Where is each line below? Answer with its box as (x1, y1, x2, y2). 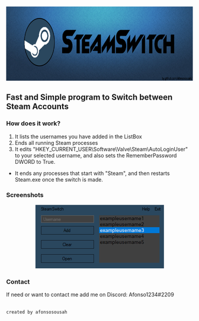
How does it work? (6, 119, 61, 128)
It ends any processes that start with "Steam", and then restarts (14, 170, 170, 177)
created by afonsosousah (6, 309, 68, 315)
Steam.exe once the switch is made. (14, 176, 104, 183)
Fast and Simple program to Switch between (6, 93, 173, 103)
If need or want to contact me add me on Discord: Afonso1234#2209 (6, 291, 175, 298)
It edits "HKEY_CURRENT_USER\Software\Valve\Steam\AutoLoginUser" (14, 145, 188, 152)
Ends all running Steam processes (14, 139, 98, 146)
